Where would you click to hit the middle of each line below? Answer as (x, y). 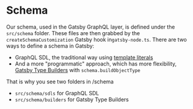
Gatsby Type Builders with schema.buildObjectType (78, 70)
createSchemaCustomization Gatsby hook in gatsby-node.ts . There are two (96, 39)
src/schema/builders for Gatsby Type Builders (72, 99)
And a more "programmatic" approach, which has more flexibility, (96, 64)
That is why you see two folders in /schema (60, 82)
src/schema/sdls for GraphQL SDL (57, 93)
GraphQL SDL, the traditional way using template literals (84, 57)
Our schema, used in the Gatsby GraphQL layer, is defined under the (91, 27)
